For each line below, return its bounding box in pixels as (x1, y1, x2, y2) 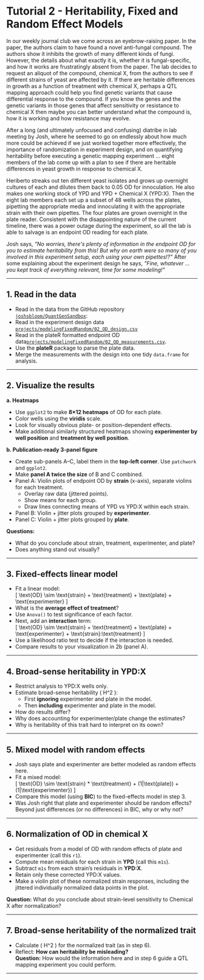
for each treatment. (15, 483, 64, 491)
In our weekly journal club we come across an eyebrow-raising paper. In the (6, 37, 196, 44)
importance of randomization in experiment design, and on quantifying (6, 146, 183, 153)
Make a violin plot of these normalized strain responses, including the (15, 877, 189, 885)
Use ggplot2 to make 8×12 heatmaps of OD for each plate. (15, 408, 163, 415)
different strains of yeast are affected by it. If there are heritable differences (6, 76, 195, 83)
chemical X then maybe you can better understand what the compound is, (6, 108, 192, 115)
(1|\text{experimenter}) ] (15, 786, 76, 794)
